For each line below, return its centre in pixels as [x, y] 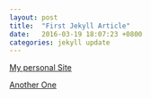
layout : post [34, 17]
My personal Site [40, 68]
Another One [33, 85]
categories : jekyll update [60, 42]
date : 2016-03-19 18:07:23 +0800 [76, 34]
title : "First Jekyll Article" [70, 26]
